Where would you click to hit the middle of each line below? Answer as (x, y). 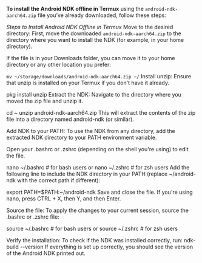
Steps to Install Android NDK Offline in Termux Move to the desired (90, 27)
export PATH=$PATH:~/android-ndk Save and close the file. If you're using (99, 192)
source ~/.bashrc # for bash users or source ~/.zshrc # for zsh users (92, 228)
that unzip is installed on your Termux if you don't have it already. (88, 83)
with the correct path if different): (59, 180)
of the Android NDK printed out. (46, 253)
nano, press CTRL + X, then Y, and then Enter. (64, 199)
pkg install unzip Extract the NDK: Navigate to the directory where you (94, 94)
